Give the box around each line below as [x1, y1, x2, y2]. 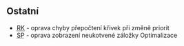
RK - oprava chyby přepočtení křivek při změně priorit [16, 23, 170, 32]
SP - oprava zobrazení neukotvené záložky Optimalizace [16, 31, 178, 39]
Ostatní [6, 5, 39, 17]
